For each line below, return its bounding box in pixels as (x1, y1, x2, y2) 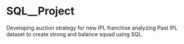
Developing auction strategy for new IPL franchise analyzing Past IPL (6, 24, 178, 31)
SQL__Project (6, 4, 75, 18)
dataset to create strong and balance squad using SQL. (6, 30, 144, 37)
